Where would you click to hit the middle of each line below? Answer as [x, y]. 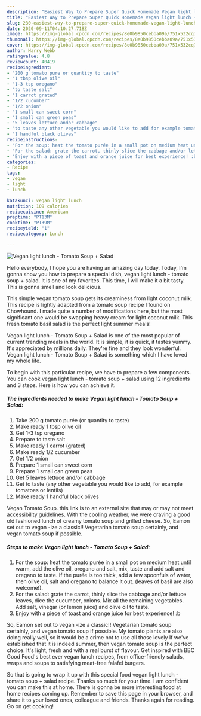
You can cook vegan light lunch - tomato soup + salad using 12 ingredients [98, 379]
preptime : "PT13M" [30, 217]
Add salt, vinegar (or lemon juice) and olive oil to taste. [82, 607]
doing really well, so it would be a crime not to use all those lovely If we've [98, 637]
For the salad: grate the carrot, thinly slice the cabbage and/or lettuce [101, 594]
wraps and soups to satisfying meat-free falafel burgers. [76, 663]
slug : [13, 23]
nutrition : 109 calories [38, 206]
